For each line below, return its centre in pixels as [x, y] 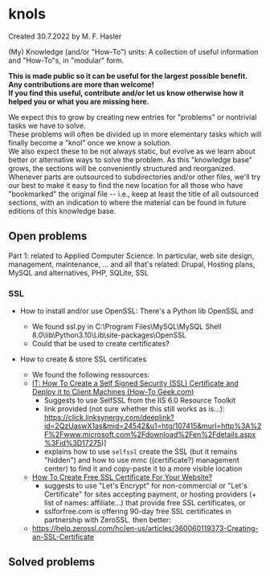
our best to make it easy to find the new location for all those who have [126, 185]
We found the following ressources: [91, 375]
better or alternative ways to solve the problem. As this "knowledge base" [131, 159]
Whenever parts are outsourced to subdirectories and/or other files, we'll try [135, 177]
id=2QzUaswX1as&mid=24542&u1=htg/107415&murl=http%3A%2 [153, 426]
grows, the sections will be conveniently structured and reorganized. [122, 168]
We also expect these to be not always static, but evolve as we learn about [132, 151]
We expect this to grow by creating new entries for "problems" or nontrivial [133, 116]
